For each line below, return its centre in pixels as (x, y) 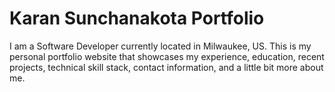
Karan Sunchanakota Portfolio (137, 18)
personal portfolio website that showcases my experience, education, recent (167, 56)
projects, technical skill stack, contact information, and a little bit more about (166, 67)
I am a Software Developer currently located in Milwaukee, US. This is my (160, 46)
